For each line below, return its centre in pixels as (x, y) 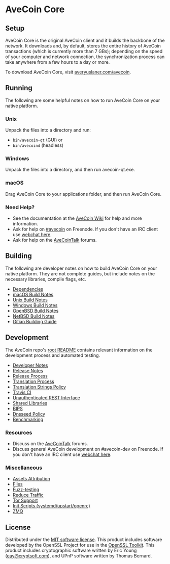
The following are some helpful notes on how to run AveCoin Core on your (83, 100)
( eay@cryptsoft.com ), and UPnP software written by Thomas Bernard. (79, 556)
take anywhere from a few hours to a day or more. (58, 62)
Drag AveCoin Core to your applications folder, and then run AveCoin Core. (83, 194)
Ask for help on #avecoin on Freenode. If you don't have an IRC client (85, 229)
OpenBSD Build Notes (36, 311)
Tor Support (25, 500)
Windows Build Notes (35, 305)
